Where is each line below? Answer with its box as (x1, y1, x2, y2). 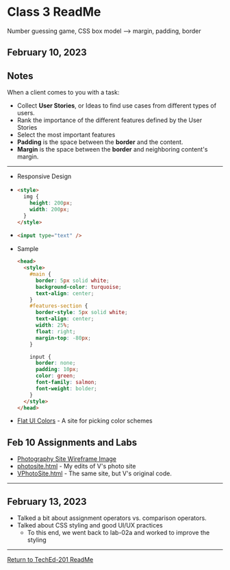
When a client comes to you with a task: (7, 88, 120, 97)
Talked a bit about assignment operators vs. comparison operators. (16, 514, 207, 522)
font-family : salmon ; (35, 379, 97, 386)
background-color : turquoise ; (35, 283, 122, 290)
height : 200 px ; (29, 200, 73, 206)
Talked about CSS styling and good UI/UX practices (16, 521, 163, 530)
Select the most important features (16, 131, 116, 139)
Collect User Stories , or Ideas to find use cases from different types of (16, 102, 217, 110)
